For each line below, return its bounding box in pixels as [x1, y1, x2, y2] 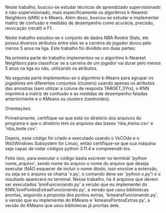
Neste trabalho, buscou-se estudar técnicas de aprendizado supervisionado [5, 4, 161, 10]
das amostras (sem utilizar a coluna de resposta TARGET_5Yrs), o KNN [5, 85, 150, 91]
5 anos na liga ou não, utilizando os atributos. [5, 65, 98, 71]
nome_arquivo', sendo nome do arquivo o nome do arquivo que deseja [5, 161, 149, 166]
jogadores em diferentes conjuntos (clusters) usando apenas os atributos [5, 80, 155, 86]
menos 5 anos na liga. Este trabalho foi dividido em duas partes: [5, 45, 136, 51]
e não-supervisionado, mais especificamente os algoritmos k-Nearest [5, 9, 148, 15]
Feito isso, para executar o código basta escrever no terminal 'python [5, 155, 147, 161]
